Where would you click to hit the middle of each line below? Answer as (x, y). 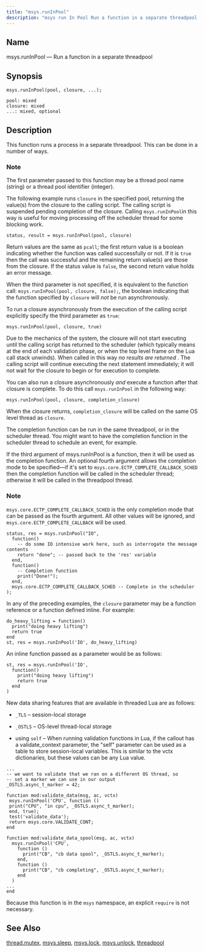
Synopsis (24, 76)
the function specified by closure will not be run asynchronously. (88, 298)
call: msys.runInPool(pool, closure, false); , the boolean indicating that (98, 291)
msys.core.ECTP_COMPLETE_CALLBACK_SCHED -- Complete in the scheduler (103, 587)
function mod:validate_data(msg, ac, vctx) (62, 795)
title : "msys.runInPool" (38, 12)
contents (17, 549)
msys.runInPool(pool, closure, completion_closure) (73, 400)
